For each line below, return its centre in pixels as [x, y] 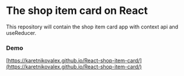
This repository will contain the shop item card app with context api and [92, 27]
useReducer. [21, 32]
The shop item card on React [77, 11]
